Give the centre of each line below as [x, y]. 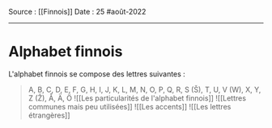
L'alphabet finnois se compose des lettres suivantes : [97, 74]
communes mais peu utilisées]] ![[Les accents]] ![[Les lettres [130, 106]
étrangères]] [49, 115]
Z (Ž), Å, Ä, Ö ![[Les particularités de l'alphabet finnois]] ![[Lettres [137, 98]
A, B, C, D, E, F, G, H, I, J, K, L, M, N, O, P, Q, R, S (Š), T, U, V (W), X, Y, [144, 89]
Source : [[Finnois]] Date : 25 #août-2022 [77, 12]
